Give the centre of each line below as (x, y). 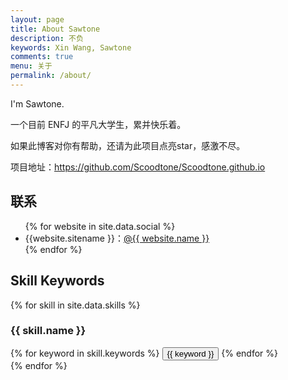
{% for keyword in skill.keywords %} (85, 353)
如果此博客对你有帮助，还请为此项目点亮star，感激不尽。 (128, 145)
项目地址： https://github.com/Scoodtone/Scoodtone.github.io (138, 167)
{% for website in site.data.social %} (100, 226)
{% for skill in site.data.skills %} (75, 305)
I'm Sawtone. (37, 103)
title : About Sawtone (55, 29)
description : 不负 (47, 38)
